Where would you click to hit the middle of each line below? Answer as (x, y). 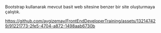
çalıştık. (13, 12)
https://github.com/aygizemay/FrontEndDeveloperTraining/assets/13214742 (80, 21)
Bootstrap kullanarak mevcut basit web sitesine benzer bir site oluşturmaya (80, 7)
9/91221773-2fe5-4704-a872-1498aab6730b (50, 26)
